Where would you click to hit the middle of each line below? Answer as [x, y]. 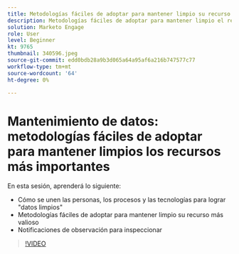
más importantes [59, 166]
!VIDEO [35, 244]
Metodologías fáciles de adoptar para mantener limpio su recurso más [121, 215]
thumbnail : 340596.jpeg [43, 54]
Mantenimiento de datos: [83, 121]
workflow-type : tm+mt [39, 67]
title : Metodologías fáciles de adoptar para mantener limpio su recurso [119, 14]
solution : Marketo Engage [46, 27]
